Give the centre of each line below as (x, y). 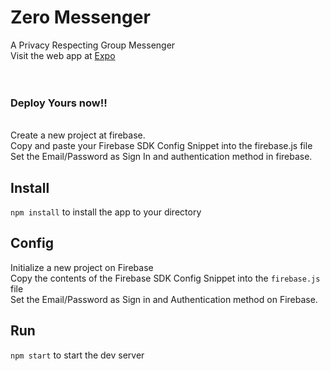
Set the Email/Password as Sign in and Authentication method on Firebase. (164, 299)
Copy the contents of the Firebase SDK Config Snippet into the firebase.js (165, 278)
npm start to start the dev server (77, 355)
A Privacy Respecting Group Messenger (93, 45)
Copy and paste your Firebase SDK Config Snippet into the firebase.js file (161, 146)
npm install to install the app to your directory (106, 212)
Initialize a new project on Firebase (82, 267)
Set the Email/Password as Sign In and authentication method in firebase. (161, 157)
